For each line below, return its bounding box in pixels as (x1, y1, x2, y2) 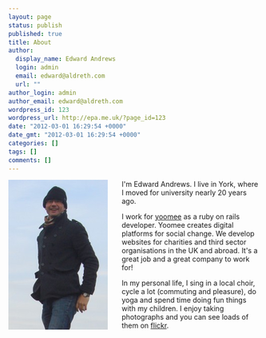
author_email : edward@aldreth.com (8, 97, 124, 105)
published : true (8, 30, 62, 38)
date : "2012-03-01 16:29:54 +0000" (8, 122, 127, 131)
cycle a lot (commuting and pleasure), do (121, 286, 257, 296)
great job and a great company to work (121, 254, 250, 264)
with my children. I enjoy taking (121, 304, 224, 313)
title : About (8, 38, 52, 46)
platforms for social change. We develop (121, 229, 255, 238)
